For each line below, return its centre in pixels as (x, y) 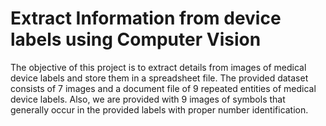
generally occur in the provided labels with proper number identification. (159, 109)
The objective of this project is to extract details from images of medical (158, 67)
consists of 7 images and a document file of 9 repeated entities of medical (163, 88)
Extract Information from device (146, 18)
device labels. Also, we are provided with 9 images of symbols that (148, 99)
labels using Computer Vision (136, 39)
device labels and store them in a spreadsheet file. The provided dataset (159, 78)
